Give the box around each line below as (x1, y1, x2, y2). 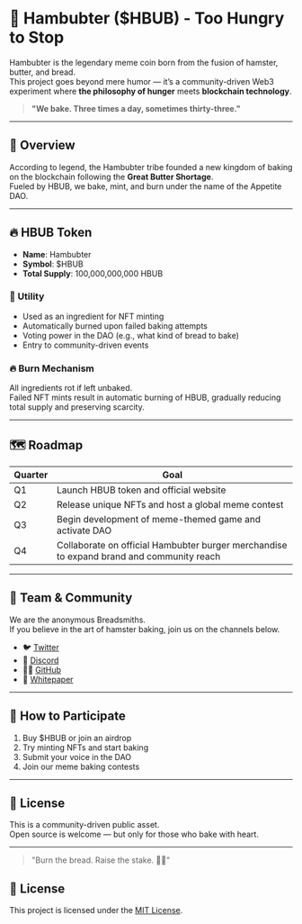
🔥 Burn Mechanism (9, 362, 94, 375)
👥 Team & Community (9, 590, 133, 606)
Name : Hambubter (22, 249, 92, 259)
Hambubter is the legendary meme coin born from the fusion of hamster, (9, 57, 279, 68)
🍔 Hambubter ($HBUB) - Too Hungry (9, 8, 285, 29)
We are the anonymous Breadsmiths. (9, 614, 147, 625)
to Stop (9, 27, 65, 48)
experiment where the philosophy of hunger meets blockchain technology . (9, 86, 292, 96)
